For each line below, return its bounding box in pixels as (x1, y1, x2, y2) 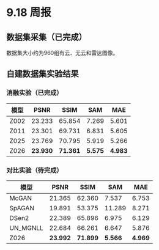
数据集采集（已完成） (6, 32, 87, 42)
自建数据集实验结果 (6, 68, 79, 79)
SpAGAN (9, 204, 35, 212)
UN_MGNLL (9, 224, 44, 232)
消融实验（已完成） (6, 89, 63, 97)
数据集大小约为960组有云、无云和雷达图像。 (6, 50, 119, 56)
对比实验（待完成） (6, 166, 63, 174)
